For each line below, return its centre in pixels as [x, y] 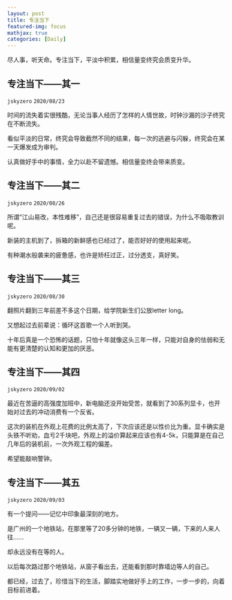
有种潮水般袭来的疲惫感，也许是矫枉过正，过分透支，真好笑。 [95, 255]
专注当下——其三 [43, 279]
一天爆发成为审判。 [35, 147]
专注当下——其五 [43, 482]
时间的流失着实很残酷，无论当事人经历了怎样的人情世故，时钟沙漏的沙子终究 [116, 115]
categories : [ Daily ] [37, 39]
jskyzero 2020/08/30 [36, 297]
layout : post [26, 13]
